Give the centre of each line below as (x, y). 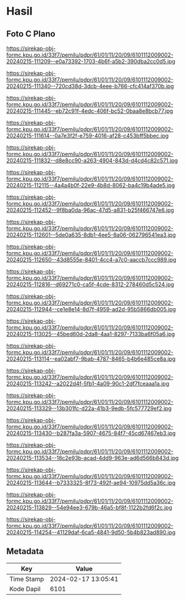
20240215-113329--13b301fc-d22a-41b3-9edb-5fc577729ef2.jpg (89, 408)
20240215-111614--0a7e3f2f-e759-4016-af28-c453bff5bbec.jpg (88, 136)
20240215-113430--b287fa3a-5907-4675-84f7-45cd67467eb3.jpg (91, 433)
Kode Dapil (25, 589)
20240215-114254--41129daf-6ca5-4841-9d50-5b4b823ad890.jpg (91, 532)
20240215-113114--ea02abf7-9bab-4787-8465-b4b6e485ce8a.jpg (91, 359)
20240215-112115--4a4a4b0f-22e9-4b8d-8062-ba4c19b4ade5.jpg (91, 185)
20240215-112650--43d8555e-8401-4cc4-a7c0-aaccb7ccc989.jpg (91, 260)
